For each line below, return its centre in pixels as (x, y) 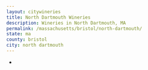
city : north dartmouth (35, 45)
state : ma (19, 34)
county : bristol (27, 39)
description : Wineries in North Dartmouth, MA (66, 23)
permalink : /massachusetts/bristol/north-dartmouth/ (74, 28)
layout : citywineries (34, 12)
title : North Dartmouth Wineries (49, 17)
